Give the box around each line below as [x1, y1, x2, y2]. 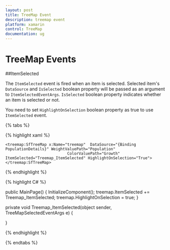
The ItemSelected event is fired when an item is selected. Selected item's [5, 80, 160, 86]
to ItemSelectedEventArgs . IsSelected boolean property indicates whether [5, 91, 161, 98]
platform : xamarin [5, 22, 45, 27]
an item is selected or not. [5, 97, 60, 103]
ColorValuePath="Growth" [67, 151, 120, 156]
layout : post [5, 7, 33, 13]
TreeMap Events [5, 53, 76, 65]
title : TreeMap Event [5, 12, 52, 17]
